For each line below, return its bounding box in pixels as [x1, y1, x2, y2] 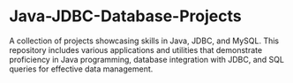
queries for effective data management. [9, 64, 154, 74]
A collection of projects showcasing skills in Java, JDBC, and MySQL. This [9, 35, 280, 46]
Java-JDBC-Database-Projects [9, 6, 242, 26]
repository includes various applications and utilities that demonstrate [9, 44, 263, 55]
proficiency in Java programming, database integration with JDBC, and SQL [9, 54, 285, 64]
